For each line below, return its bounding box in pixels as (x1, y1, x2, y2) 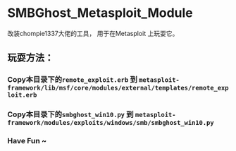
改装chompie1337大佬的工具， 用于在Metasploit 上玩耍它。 (7, 29, 179, 37)
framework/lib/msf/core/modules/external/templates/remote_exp (7, 84, 229, 92)
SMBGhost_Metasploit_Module (7, 5, 193, 21)
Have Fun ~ (7, 136, 47, 146)
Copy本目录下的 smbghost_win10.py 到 (7, 109, 134, 119)
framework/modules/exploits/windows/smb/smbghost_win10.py (7, 119, 214, 127)
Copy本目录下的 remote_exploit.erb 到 (7, 75, 137, 85)
